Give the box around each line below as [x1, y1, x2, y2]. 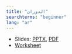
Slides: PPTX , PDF [14, 36, 59, 43]
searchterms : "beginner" [6, 14, 67, 20]
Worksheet [14, 42, 42, 49]
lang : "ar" [6, 19, 33, 25]
